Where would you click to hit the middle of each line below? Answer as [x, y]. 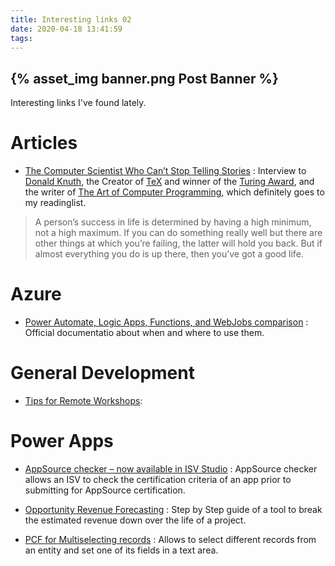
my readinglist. [55, 203]
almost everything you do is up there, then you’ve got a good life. [169, 254]
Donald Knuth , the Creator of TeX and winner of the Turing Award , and [169, 182]
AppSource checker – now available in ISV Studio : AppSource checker [171, 468]
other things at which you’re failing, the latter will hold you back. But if [178, 243]
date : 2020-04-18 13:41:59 [66, 29]
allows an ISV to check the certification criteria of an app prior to [158, 479]
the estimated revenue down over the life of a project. [135, 520]
